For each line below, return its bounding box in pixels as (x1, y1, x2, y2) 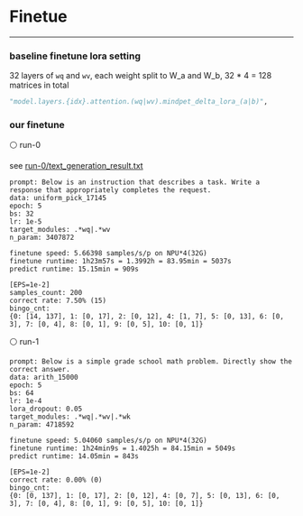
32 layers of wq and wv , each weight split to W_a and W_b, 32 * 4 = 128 (9, 70, 272, 81)
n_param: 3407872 (9, 233, 75, 243)
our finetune (9, 119, 65, 132)
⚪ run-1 (9, 336, 39, 347)
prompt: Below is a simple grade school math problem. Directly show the (9, 357, 293, 366)
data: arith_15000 (9, 373, 78, 382)
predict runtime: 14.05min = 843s (9, 452, 140, 461)
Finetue (9, 6, 68, 27)
